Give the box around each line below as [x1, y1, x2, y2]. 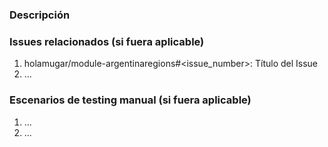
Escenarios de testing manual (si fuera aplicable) [9, 93, 252, 107]
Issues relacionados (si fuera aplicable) [9, 34, 205, 48]
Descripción [9, 8, 71, 22]
